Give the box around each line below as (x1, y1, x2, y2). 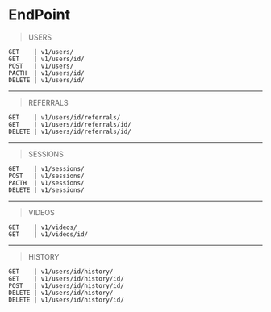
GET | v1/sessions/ (8, 164, 85, 173)
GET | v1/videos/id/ (8, 230, 89, 239)
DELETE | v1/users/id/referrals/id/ (8, 127, 131, 135)
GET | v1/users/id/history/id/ (8, 274, 125, 283)
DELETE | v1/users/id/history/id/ (8, 296, 125, 304)
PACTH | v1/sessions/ (8, 179, 85, 187)
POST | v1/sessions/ (8, 172, 85, 180)
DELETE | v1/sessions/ (8, 185, 85, 194)
